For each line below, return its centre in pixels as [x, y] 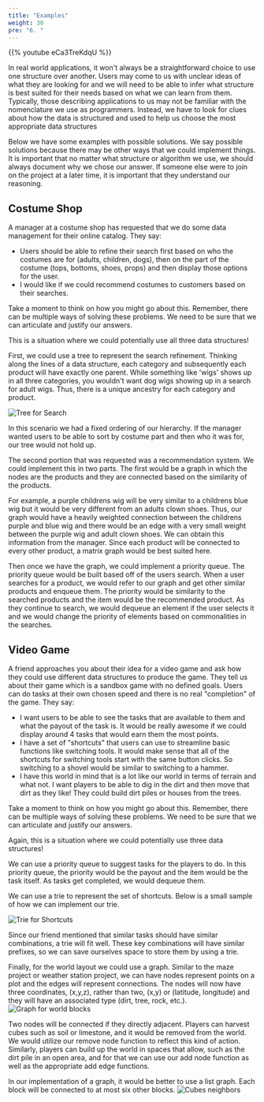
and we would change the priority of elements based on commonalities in [127, 617]
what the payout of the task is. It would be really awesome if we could [133, 726]
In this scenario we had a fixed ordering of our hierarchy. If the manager [125, 428]
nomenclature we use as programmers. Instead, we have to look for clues [127, 110]
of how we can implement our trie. [64, 904]
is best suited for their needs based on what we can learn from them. [120, 93]
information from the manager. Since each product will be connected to [124, 543]
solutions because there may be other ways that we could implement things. [132, 150]
